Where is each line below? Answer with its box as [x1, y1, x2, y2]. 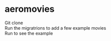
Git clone [4, 20, 23, 26]
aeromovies [4, 3, 55, 15]
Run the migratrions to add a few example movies [4, 25, 107, 31]
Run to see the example [4, 30, 53, 36]
